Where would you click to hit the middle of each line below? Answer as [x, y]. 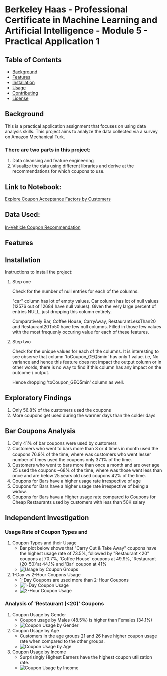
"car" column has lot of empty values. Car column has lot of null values [85, 301]
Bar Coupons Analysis [40, 431]
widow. [20, 491]
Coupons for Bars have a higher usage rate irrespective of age [77, 481]
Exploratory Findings [38, 398]
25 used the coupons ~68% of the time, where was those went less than [87, 470]
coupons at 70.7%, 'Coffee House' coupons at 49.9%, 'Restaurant [88, 559]
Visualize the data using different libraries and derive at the [73, 166]
